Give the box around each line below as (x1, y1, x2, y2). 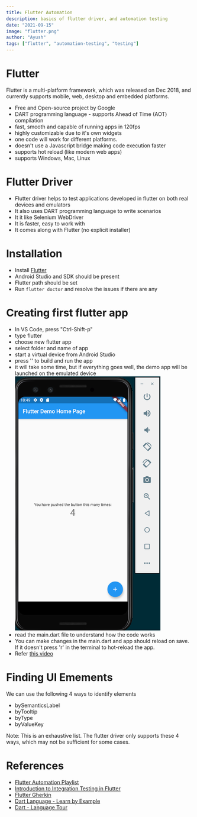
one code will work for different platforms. (14, 135, 118, 143)
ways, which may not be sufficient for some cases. (6, 738, 130, 745)
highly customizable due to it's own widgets (14, 129, 122, 136)
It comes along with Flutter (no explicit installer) (14, 226, 131, 233)
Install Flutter (14, 266, 47, 273)
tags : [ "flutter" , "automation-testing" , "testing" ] (6, 41, 139, 47)
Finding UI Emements (6, 670, 114, 684)
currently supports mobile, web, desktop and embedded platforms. (6, 92, 170, 100)
